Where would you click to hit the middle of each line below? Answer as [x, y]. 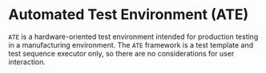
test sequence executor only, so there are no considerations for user [121, 53]
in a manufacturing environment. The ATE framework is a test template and [131, 44]
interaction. [27, 62]
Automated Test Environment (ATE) [129, 15]
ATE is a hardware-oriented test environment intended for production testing [133, 36]
